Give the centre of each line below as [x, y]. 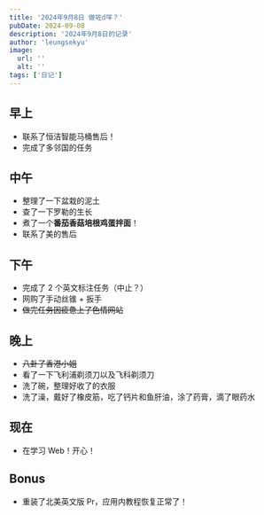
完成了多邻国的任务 [57, 147]
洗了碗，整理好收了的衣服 [69, 386]
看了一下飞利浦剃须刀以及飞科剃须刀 [88, 375]
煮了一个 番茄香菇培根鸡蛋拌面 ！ [80, 223]
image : [21, 51]
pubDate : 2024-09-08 [47, 26]
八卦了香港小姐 [49, 363]
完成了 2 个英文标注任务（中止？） [85, 288]
